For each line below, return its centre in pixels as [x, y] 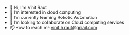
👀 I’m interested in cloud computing [45, 12]
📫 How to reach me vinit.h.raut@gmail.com [53, 28]
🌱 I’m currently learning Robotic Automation [53, 17]
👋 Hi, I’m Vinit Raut [28, 7]
